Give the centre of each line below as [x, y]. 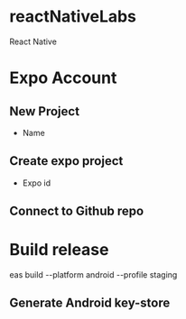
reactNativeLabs [73, 17]
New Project [44, 111]
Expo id [37, 183]
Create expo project [66, 161]
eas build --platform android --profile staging [93, 275]
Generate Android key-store [90, 303]
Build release [59, 250]
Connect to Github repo [77, 211]
